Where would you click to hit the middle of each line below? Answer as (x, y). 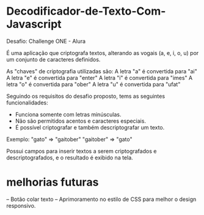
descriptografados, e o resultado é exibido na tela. (70, 158)
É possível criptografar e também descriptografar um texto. (90, 127)
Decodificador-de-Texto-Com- (86, 11)
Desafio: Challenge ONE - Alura (46, 41)
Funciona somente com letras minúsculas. (68, 114)
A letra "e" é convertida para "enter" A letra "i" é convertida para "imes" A (100, 78)
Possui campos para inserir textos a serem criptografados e (82, 151)
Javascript (34, 24)
